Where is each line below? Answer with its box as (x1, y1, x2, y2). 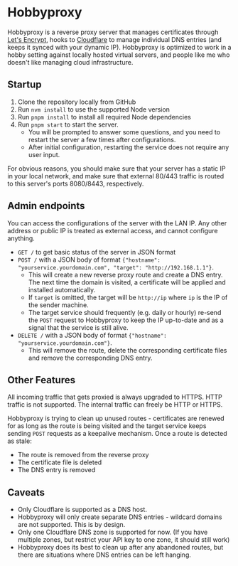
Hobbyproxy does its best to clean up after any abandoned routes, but (17, 543, 224, 552)
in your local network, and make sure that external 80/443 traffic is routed (7, 171, 225, 180)
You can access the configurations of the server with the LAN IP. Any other (7, 218, 227, 228)
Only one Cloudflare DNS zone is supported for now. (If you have (17, 528, 208, 537)
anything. (7, 234, 36, 242)
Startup (7, 79, 42, 91)
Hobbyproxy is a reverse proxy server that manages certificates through (7, 28, 219, 36)
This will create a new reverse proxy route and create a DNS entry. (28, 270, 223, 279)
